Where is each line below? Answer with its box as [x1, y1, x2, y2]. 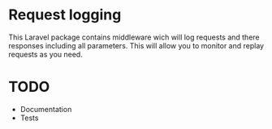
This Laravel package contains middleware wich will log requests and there [8, 32, 260, 42]
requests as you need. [8, 49, 83, 59]
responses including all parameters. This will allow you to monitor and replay [8, 40, 265, 50]
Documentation [19, 104, 72, 114]
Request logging [8, 6, 122, 24]
